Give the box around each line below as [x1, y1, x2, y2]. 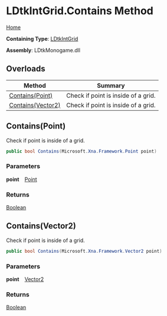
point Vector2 [6, 276, 44, 283]
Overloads [6, 64, 45, 74]
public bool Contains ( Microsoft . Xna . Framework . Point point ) [6, 148, 158, 154]
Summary [97, 81, 125, 89]
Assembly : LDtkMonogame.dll [6, 46, 81, 54]
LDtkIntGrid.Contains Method [6, 4, 153, 18]
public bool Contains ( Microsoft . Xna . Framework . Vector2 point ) [6, 248, 162, 254]
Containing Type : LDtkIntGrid [6, 35, 78, 42]
